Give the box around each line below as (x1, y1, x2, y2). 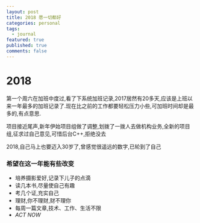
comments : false (6, 48, 47, 54)
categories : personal (6, 20, 61, 26)
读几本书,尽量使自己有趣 (14, 181, 75, 189)
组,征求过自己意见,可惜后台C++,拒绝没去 (6, 130, 107, 137)
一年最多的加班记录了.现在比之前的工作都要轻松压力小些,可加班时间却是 (11, 102, 189, 109)
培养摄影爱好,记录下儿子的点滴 (14, 174, 91, 181)
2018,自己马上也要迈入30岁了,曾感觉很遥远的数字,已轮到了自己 (6, 143, 161, 150)
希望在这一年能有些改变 (6, 159, 74, 168)
